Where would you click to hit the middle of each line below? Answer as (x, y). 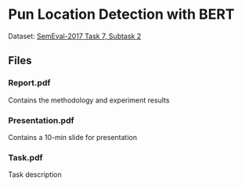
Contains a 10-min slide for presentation (72, 137)
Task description (35, 174)
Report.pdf (29, 83)
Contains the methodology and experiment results (89, 100)
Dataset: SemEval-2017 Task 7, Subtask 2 (75, 36)
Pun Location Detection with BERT (121, 14)
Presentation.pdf (41, 120)
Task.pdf (25, 157)
